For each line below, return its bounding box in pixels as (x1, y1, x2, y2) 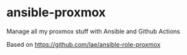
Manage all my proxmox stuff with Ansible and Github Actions (6, 27, 181, 35)
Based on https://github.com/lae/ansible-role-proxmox (6, 40, 161, 48)
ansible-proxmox (6, 5, 106, 20)
